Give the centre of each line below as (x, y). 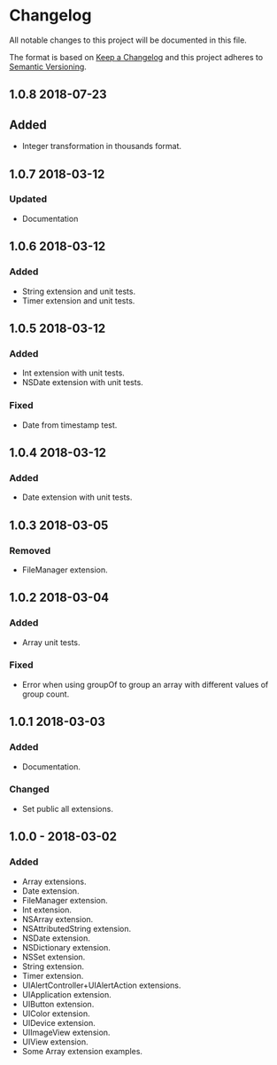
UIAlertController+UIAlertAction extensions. (101, 985)
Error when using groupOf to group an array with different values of (145, 684)
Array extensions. (54, 881)
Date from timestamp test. (69, 425)
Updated (28, 199)
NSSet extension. (54, 957)
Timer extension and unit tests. (78, 300)
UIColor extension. (56, 1014)
